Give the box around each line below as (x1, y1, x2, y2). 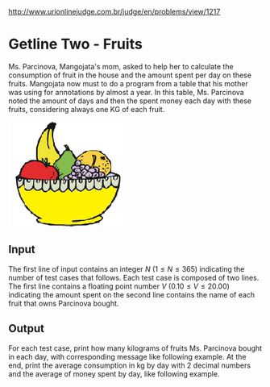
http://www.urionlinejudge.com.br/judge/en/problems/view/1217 (8, 7, 221, 16)
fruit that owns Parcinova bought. (8, 298, 119, 308)
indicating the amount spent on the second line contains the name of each (8, 289, 255, 299)
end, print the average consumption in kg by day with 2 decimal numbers (8, 360, 251, 370)
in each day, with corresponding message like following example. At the (8, 352, 247, 361)
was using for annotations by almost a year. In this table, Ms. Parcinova (8, 87, 244, 97)
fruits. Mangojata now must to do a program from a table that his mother (8, 78, 248, 88)
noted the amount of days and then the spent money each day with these (8, 96, 252, 106)
